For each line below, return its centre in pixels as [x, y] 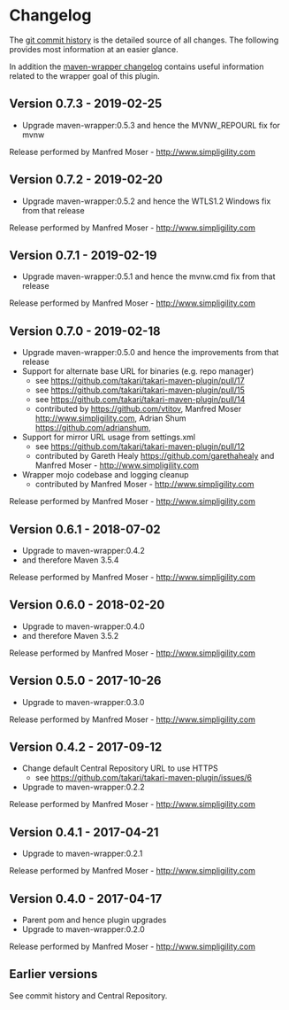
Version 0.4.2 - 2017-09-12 [86, 747]
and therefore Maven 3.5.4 [70, 560]
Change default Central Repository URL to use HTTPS [120, 768]
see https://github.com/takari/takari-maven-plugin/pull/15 [140, 390]
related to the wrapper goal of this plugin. [85, 75]
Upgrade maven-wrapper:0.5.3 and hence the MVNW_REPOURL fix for [151, 125]
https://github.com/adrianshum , [93, 428]
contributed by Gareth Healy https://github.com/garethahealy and [155, 456]
